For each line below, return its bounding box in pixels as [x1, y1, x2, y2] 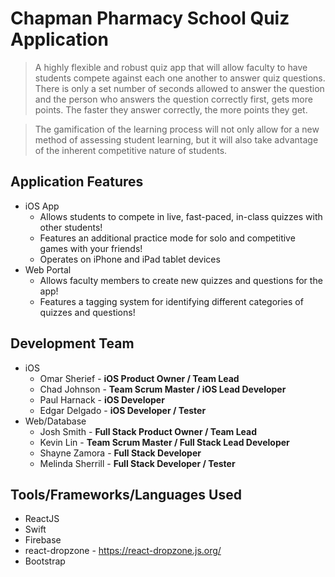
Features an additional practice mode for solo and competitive [39, 232, 296, 244]
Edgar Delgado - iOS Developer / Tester [39, 404, 207, 416]
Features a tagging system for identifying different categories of [39, 295, 304, 307]
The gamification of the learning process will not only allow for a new [34, 123, 320, 135]
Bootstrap [24, 555, 66, 567]
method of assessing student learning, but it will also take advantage [34, 133, 319, 146]
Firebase [24, 534, 62, 546]
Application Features [10, 173, 144, 191]
